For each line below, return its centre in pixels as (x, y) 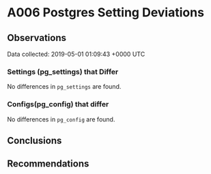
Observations (37, 38)
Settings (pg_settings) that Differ (63, 72)
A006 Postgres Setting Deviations (106, 13)
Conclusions (34, 140)
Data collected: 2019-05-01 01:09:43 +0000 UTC (76, 54)
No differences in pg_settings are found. (64, 87)
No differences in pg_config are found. (61, 119)
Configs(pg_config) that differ (58, 104)
